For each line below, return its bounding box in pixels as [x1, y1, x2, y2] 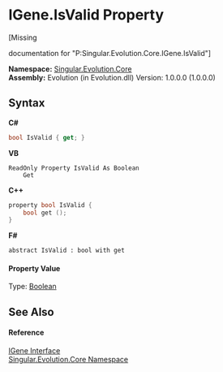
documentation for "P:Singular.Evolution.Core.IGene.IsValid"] [8, 48, 212, 58]
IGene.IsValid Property [8, 6, 165, 24]
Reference [8, 327, 45, 338]
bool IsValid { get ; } [8, 133, 85, 141]
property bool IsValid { [8, 201, 92, 209]
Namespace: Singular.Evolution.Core [8, 63, 132, 74]
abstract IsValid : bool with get [8, 246, 126, 255]
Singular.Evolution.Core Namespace [8, 355, 129, 365]
